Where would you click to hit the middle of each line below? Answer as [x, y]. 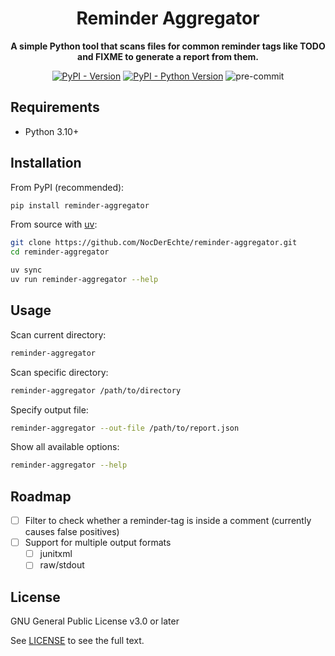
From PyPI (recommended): [67, 187]
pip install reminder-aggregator [80, 205]
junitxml [56, 554]
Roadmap [41, 496]
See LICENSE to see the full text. [77, 641]
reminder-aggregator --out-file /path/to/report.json [125, 428]
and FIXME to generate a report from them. [168, 56]
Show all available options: [65, 447]
